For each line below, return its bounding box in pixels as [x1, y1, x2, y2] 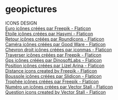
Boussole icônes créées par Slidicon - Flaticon [5, 73, 102, 79]
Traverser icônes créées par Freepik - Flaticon [5, 51, 102, 58]
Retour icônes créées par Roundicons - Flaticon [5, 36, 104, 42]
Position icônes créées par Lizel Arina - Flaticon [5, 62, 105, 68]
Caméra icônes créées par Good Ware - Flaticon [5, 41, 106, 47]
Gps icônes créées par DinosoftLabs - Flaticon [5, 57, 102, 63]
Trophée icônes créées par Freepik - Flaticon [5, 78, 99, 84]
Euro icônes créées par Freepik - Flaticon [5, 25, 91, 31]
